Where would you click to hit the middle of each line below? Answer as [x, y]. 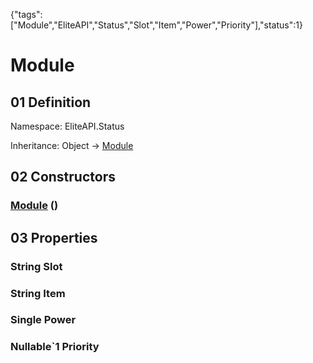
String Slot [36, 266]
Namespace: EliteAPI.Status [67, 126]
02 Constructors [63, 177]
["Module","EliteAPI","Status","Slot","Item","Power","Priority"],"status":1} [156, 25]
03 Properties [54, 237]
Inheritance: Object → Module [72, 145]
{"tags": [26, 14]
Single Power [43, 320]
